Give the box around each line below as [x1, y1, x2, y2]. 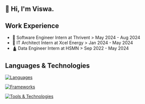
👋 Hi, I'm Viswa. [5, 5, 54, 13]
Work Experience [5, 22, 59, 30]
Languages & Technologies [5, 61, 90, 70]
